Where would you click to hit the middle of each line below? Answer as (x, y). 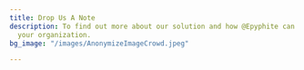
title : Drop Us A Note (52, 18)
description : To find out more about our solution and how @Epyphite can (152, 26)
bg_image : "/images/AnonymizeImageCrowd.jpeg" (99, 43)
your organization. (55, 35)
